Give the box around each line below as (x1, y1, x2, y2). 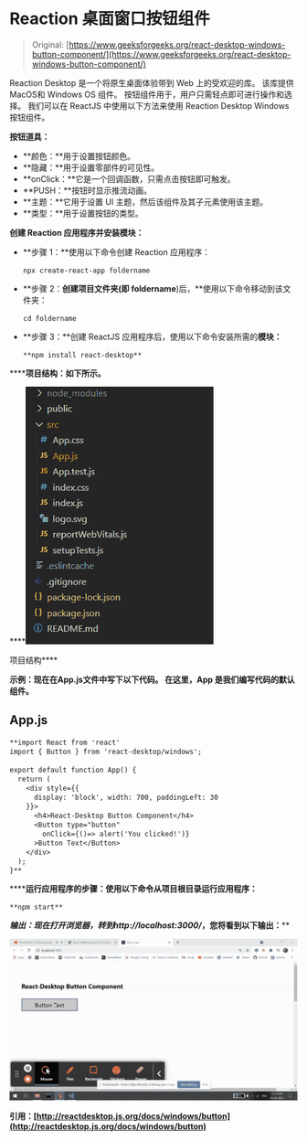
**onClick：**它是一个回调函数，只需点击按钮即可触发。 (22, 173, 236, 184)
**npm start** (9, 902, 64, 912)
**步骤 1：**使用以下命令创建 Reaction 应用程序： (22, 246, 210, 257)
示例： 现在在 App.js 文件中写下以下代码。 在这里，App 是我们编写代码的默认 (9, 674, 295, 685)
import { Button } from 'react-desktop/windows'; (9, 747, 203, 756)
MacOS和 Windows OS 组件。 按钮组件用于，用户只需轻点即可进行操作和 (9, 89, 285, 100)
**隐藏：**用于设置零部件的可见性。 (22, 162, 160, 173)
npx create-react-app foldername (22, 266, 151, 275)
